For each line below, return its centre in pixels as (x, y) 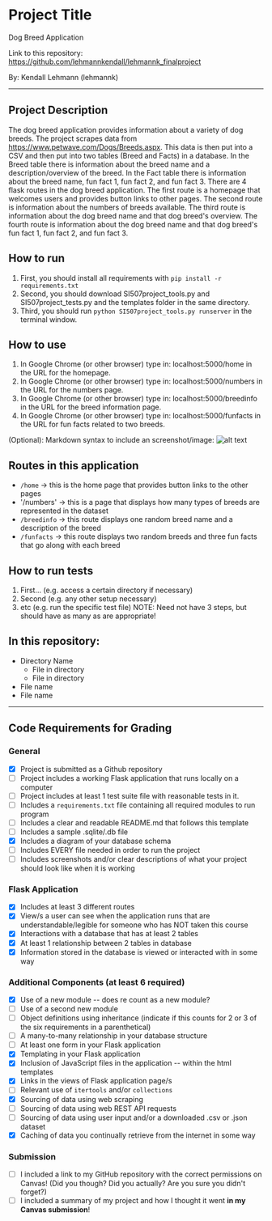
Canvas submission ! (55, 1210)
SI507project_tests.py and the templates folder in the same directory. (135, 302)
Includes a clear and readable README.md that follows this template (134, 822)
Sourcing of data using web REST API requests (98, 1108)
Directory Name (47, 660)
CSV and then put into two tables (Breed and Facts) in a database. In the (129, 155)
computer (36, 787)
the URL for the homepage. (65, 373)
